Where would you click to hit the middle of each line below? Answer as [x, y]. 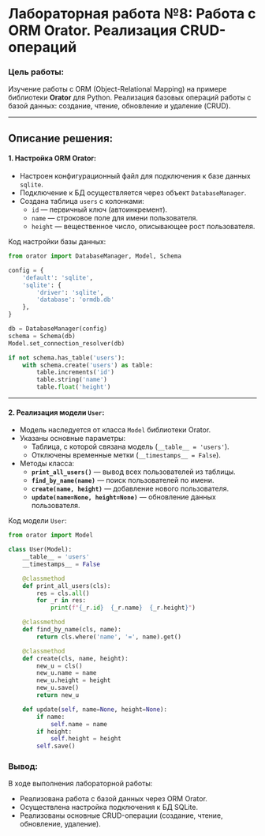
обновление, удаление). [60, 824]
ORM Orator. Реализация [93, 30]
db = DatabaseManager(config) [58, 329]
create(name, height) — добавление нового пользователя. [130, 489]
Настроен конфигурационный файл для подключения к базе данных [135, 176]
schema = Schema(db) [42, 336]
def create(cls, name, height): [75, 658]
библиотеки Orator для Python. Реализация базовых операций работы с [130, 98]
